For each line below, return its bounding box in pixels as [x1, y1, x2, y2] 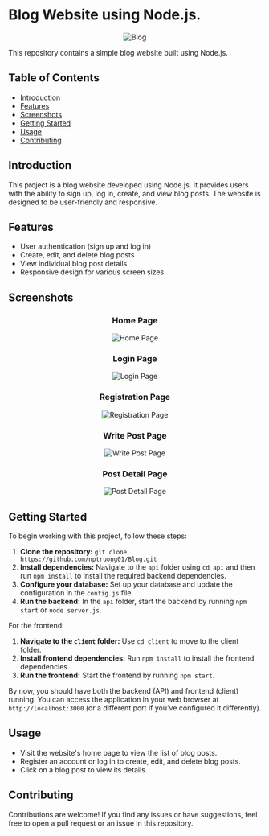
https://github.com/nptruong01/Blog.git [19, 555, 157, 564]
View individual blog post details [19, 259, 128, 269]
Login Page [112, 352, 158, 364]
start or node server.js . [19, 605, 102, 615]
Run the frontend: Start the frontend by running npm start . [19, 670, 215, 681]
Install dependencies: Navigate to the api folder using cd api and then [19, 562, 255, 572]
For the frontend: [8, 621, 64, 631]
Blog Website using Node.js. [8, 6, 202, 24]
